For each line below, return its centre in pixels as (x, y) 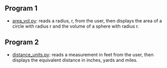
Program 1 (21, 8)
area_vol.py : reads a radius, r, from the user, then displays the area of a (87, 20)
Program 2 (22, 42)
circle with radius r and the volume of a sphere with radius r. (76, 26)
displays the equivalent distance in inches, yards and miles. (75, 60)
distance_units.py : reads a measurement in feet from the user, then (83, 54)
